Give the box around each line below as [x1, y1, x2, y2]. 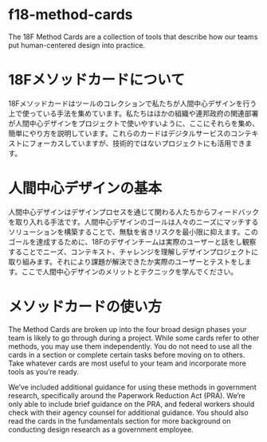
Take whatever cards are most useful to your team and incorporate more [8, 358, 247, 368]
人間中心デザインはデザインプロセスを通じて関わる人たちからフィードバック [8, 207, 260, 217]
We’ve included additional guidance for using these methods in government [8, 382, 257, 392]
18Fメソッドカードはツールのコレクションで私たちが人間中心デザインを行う [8, 98, 257, 108]
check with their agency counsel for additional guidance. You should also [8, 408, 249, 417]
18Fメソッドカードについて [8, 71, 185, 89]
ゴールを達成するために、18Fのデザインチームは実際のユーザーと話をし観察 [8, 237, 257, 246]
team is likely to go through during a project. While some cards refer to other [8, 333, 260, 342]
